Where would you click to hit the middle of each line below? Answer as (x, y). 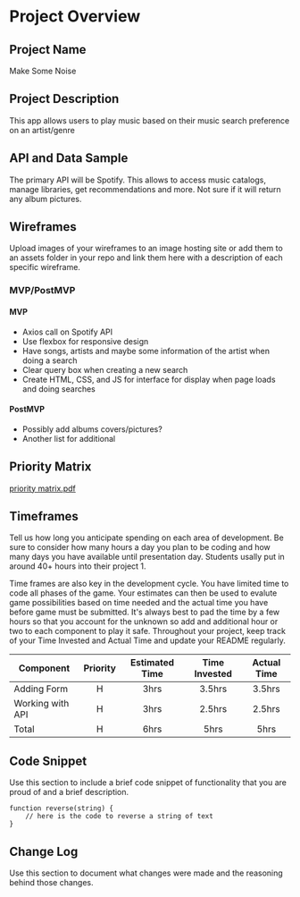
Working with (42, 704)
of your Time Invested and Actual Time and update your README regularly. (147, 640)
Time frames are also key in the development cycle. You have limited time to (149, 584)
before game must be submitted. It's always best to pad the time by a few (145, 612)
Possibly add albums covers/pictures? (92, 429)
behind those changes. (51, 883)
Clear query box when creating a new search (105, 369)
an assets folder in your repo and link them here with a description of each (146, 258)
